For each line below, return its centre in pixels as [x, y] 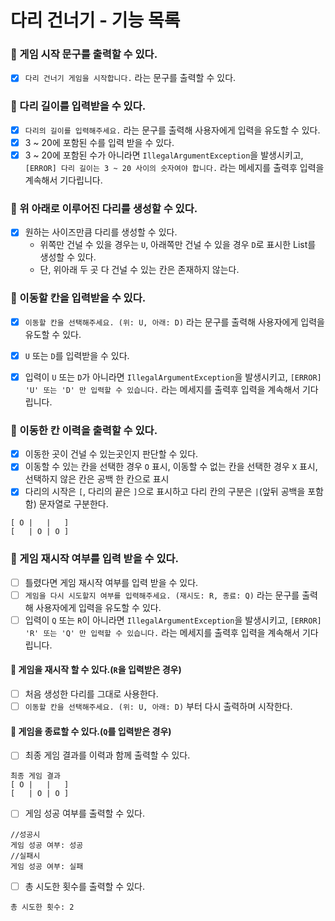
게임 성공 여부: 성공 [47, 845]
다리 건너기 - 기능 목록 [95, 20]
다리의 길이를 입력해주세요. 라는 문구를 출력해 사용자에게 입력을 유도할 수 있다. [172, 130]
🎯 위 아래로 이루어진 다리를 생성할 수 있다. [104, 208]
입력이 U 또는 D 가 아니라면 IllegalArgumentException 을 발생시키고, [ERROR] [173, 377]
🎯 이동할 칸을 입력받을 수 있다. [78, 298]
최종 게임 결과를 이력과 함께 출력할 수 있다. [107, 755]
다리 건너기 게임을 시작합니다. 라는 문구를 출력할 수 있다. [130, 78]
